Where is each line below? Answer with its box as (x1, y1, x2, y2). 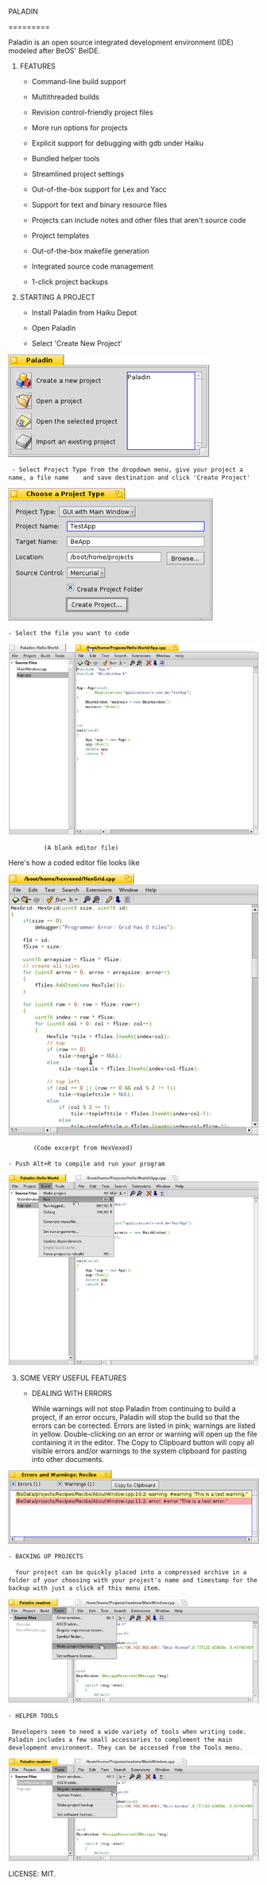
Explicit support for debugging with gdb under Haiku (31, 138, 204, 148)
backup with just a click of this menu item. (8, 1584, 161, 1592)
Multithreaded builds (31, 92, 99, 102)
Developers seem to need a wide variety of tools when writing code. (11, 1728, 247, 1736)
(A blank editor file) (43, 844, 119, 852)
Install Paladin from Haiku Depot (31, 308, 137, 317)
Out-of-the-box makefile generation (31, 246, 149, 255)
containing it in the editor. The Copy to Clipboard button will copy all (31, 1437, 254, 1447)
